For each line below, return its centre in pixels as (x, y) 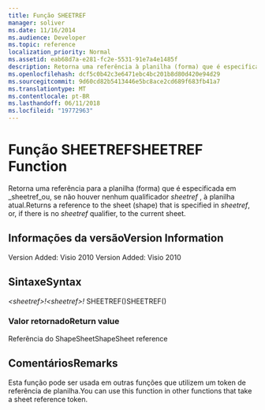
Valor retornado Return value (64, 322)
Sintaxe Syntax (45, 282)
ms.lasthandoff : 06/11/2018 (54, 103)
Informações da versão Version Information (116, 239)
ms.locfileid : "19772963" (50, 111)
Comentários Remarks (63, 363)
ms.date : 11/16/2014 (42, 30)
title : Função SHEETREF (47, 15)
